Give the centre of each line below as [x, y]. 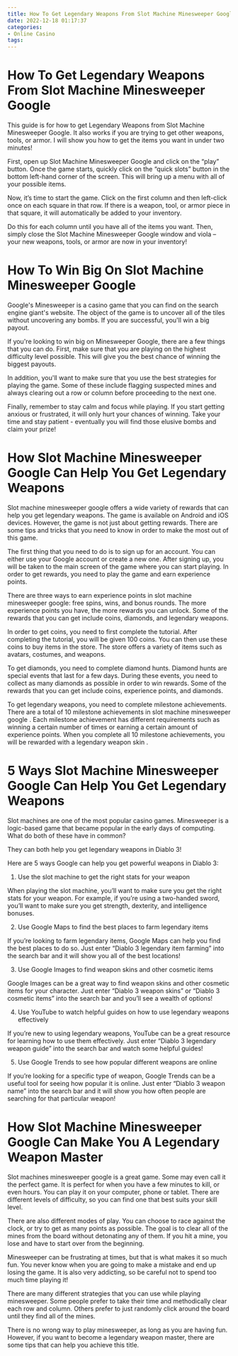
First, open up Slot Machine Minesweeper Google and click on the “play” [113, 162]
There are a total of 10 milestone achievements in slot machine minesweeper [119, 712]
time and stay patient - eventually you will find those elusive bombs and [112, 422]
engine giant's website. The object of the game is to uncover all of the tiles [116, 312]
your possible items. [37, 184]
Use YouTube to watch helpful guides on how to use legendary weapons [123, 1012]
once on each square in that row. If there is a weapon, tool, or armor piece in [119, 206]
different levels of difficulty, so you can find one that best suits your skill [112, 1199]
